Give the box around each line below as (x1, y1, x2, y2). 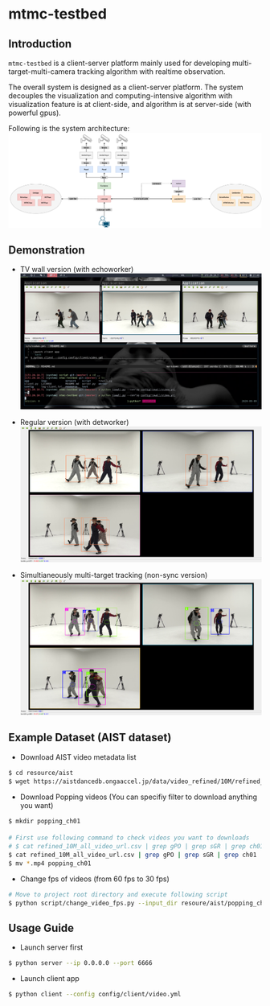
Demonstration (8, 243, 86, 257)
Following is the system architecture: (8, 124, 130, 133)
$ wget (8, 777, 31, 785)
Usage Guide (8, 921, 75, 934)
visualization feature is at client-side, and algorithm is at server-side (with (8, 100, 252, 109)
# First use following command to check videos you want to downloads (8, 834, 250, 842)
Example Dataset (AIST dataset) (8, 731, 172, 744)
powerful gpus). (8, 108, 62, 118)
